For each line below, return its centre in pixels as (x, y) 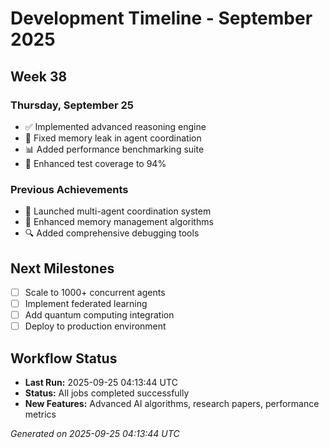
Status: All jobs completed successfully (107, 393)
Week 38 (39, 76)
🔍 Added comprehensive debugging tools (112, 233)
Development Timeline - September (161, 18)
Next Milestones (62, 268)
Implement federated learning (86, 304)
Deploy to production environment (95, 326)
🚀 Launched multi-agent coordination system (118, 211)
